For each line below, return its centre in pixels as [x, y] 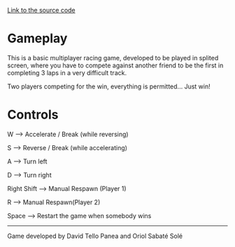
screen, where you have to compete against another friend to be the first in [115, 65]
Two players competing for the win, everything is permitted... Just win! [109, 86]
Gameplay [37, 39]
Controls [33, 115]
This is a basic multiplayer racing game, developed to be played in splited [113, 58]
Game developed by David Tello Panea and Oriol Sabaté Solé [95, 236]
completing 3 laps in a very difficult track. [67, 72]
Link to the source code [41, 10]
